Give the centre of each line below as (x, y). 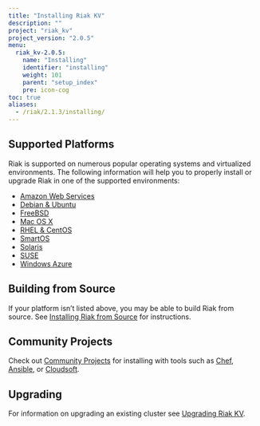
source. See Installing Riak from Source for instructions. (100, 317)
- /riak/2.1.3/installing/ (60, 112)
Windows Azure (46, 263)
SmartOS (35, 238)
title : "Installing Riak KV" (57, 16)
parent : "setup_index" (60, 82)
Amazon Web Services (57, 195)
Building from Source (62, 289)
